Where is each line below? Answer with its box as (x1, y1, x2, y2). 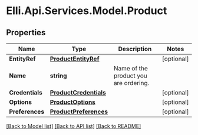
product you (113, 72, 147, 80)
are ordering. (113, 79, 150, 87)
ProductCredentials (49, 89, 106, 96)
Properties (6, 28, 46, 38)
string (49, 72, 67, 80)
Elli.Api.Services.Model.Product (6, 4, 167, 18)
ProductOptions (49, 98, 96, 106)
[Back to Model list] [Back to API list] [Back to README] (6, 123, 141, 130)
